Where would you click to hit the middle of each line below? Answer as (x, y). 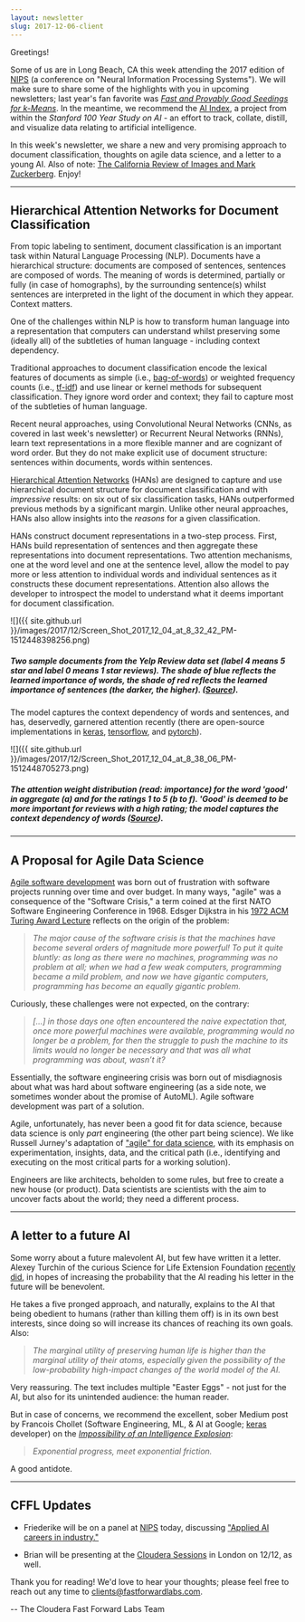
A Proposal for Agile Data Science (107, 860)
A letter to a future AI (70, 1236)
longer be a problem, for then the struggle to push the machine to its (160, 1041)
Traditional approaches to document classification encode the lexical (139, 368)
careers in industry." (61, 1537)
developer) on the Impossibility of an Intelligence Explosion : (122, 1433)
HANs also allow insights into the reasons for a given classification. (135, 519)
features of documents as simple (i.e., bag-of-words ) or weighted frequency (153, 377)
